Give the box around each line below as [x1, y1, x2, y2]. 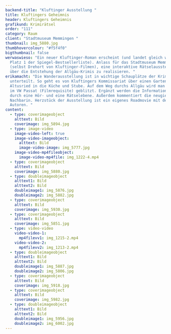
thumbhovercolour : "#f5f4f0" [5, 45, 67, 51]
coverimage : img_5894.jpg [14, 121, 70, 127]
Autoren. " [10, 103, 33, 108]
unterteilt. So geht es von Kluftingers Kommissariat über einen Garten [10, 79, 167, 84]
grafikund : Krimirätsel [5, 21, 56, 27]
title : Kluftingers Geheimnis [5, 12, 70, 17]
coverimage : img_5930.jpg [14, 207, 70, 212]
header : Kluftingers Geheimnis [5, 17, 72, 22]
